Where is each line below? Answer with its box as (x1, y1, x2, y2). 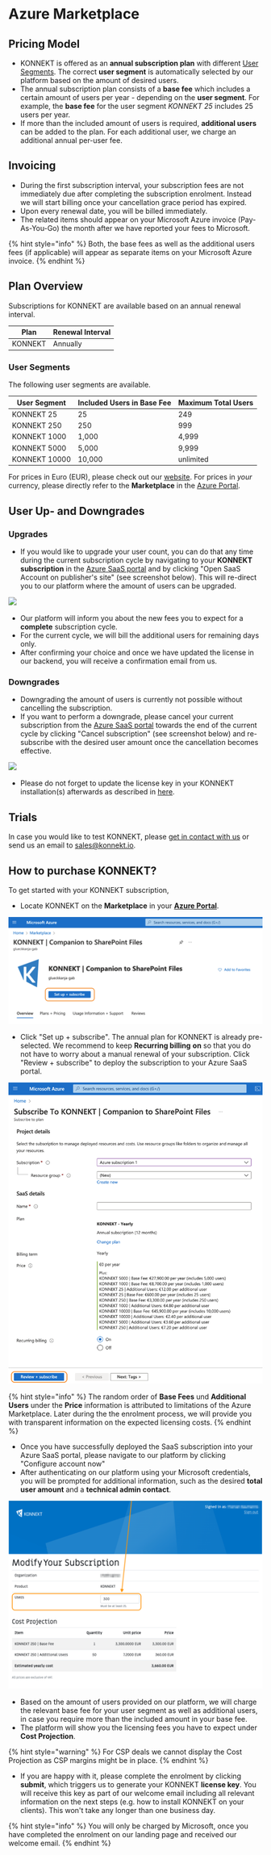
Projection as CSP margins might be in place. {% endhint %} (8, 1756, 209, 1765)
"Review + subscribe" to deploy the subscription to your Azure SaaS (19, 1057, 248, 1067)
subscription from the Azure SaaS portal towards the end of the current (19, 720, 257, 731)
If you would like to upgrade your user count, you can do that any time (19, 546, 254, 557)
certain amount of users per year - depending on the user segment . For (19, 93, 260, 102)
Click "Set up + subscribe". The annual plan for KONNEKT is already (19, 1032, 247, 1041)
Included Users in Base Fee (77, 397, 172, 408)
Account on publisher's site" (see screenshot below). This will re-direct (19, 572, 257, 582)
